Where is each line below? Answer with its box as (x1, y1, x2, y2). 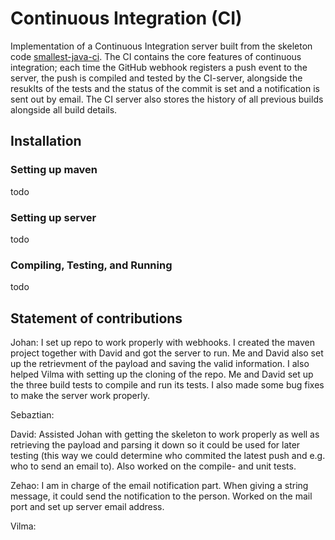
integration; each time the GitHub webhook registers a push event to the (10, 61, 308, 73)
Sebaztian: (10, 409, 55, 421)
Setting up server (10, 210, 97, 224)
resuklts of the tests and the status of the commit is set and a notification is (10, 82, 320, 94)
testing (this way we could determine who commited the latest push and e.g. (10, 450, 326, 462)
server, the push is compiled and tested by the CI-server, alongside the (10, 72, 303, 84)
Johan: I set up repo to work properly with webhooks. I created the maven (10, 337, 316, 349)
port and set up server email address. (10, 501, 165, 513)
